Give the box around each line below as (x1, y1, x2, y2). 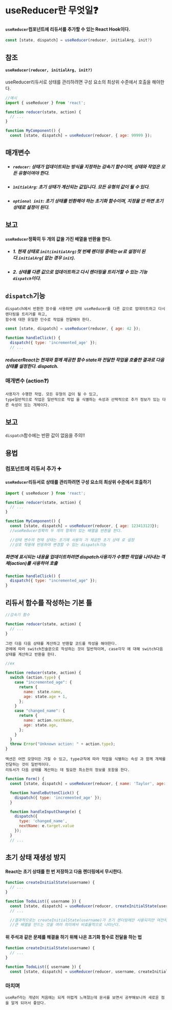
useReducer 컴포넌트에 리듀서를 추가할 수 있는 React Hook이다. (5, 26, 131, 32)
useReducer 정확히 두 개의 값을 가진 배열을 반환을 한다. (5, 236, 112, 242)
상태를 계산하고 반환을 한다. (5, 652, 57, 657)
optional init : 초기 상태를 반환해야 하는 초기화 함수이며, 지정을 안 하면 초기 (12, 197, 164, 204)
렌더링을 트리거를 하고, (5, 312, 48, 317)
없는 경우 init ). (44, 255, 76, 261)
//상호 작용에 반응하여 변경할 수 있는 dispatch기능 (10, 542, 106, 547)
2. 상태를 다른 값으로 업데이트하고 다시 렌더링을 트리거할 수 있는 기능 (12, 269, 147, 275)
